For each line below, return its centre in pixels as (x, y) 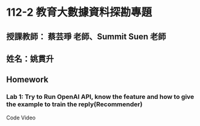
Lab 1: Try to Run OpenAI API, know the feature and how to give (100, 97)
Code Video (21, 118)
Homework (27, 80)
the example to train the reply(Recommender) (74, 104)
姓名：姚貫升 (30, 59)
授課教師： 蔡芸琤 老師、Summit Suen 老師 (86, 36)
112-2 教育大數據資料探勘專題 (79, 12)
